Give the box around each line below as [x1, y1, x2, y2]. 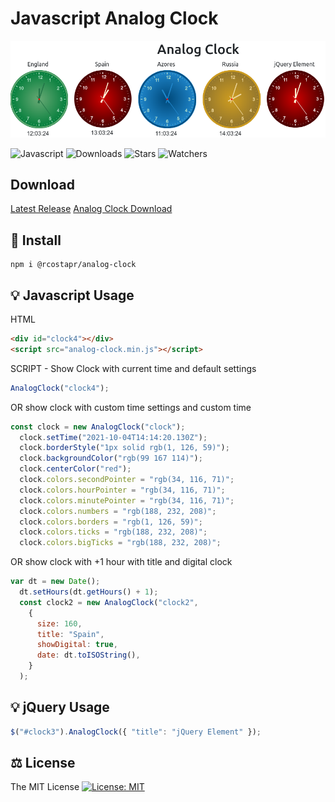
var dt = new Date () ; [10, 577, 101, 587]
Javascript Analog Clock [10, 7, 219, 30]
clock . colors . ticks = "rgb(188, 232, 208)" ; [19, 527, 208, 537]
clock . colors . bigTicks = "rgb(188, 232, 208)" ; [19, 538, 222, 548]
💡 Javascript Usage [10, 287, 135, 304]
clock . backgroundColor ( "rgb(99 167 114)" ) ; [19, 453, 203, 464]
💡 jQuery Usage [10, 699, 110, 716]
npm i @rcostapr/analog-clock [10, 260, 137, 270]
